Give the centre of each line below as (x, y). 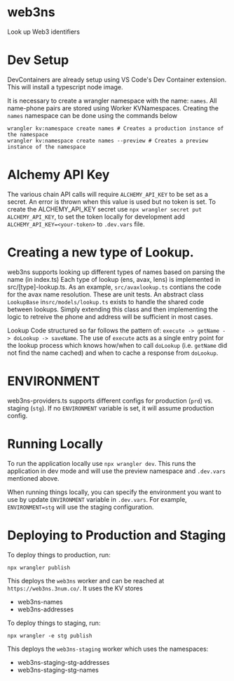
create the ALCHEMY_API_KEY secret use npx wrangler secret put (104, 209)
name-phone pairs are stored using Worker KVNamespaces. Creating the (113, 108)
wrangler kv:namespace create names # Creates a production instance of (116, 128)
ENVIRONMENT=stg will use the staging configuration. (81, 507)
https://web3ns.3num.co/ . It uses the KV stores (75, 588)
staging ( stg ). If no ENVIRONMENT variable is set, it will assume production (111, 408)
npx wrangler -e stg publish (50, 636)
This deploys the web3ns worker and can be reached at (86, 581)
